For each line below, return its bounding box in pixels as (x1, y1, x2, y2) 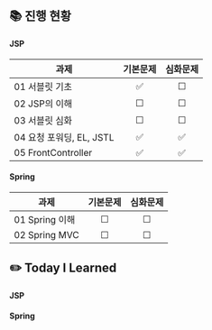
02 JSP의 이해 (14, 97, 73, 110)
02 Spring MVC (14, 228, 79, 241)
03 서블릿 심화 (14, 114, 72, 126)
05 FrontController (14, 146, 93, 159)
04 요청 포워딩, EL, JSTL (14, 131, 115, 143)
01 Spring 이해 (14, 213, 76, 225)
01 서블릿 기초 (14, 80, 72, 93)
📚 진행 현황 (9, 8, 72, 24)
